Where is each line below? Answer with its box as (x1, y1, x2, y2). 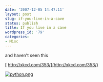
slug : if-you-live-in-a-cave (5, 16, 64, 21)
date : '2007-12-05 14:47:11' (5, 7, 64, 12)
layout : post (5, 12, 32, 17)
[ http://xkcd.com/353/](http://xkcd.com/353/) (5, 61, 99, 67)
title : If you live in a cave (5, 25, 67, 30)
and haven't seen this (5, 52, 48, 58)
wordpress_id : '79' (5, 30, 45, 35)
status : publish (5, 20, 38, 26)
